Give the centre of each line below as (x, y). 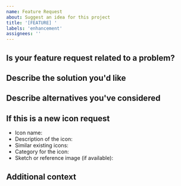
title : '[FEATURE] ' (32, 23)
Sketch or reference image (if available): (64, 158)
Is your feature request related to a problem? (90, 58)
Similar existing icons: (41, 146)
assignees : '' (24, 34)
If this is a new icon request (58, 119)
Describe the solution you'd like (66, 78)
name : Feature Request (34, 12)
